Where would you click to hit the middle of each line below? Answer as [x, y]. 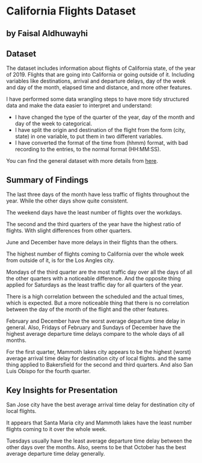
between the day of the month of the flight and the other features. [88, 309]
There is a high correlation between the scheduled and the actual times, [95, 297]
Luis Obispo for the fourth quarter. [49, 371]
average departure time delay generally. [56, 454]
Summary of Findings [47, 180]
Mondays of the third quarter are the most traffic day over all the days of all [99, 272]
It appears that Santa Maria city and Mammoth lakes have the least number [99, 423]
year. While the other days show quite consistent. [67, 201]
